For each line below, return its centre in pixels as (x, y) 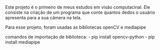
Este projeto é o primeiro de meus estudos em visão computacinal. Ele (78, 7)
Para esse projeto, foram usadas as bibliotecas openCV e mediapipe (76, 27)
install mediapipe (23, 42)
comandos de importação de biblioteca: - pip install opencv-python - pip (80, 37)
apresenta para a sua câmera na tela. (43, 18)
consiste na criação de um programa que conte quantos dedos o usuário (80, 12)
